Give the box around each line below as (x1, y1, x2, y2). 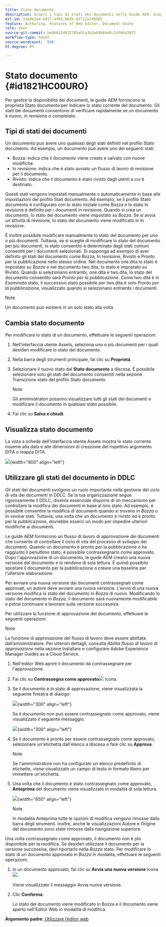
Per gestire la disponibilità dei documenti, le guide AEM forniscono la (5, 97, 145, 103)
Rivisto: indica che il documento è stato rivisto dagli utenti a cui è (12, 176, 145, 182)
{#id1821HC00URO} (5, 80, 89, 92)
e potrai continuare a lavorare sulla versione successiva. (5, 601, 120, 607)
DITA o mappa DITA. (5, 449, 46, 455)
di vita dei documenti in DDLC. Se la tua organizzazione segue (5, 492, 132, 498)
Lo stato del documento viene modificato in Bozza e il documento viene (12, 901, 158, 907)
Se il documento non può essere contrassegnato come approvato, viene (12, 711, 160, 716)
